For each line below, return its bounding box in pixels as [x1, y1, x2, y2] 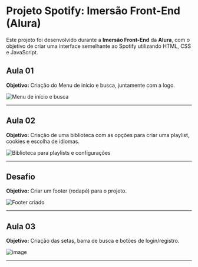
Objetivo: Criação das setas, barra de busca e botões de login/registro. [6, 237, 180, 245]
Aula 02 [6, 116, 35, 126]
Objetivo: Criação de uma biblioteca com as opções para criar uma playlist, [6, 131, 190, 138]
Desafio [6, 171, 35, 181]
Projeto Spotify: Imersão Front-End [6, 4, 181, 18]
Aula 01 [6, 66, 34, 76]
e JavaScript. [6, 48, 38, 56]
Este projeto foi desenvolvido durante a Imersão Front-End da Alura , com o [6, 36, 190, 43]
